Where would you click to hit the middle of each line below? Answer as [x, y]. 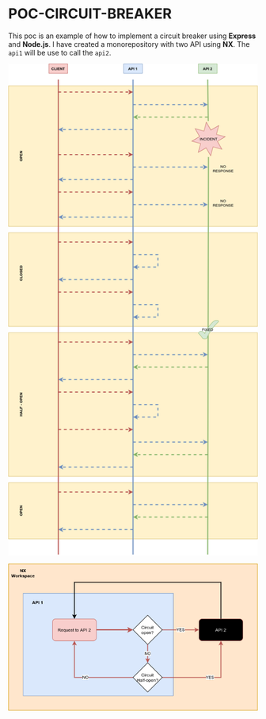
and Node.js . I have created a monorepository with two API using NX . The [129, 44]
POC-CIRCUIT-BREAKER [90, 14]
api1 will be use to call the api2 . [60, 52]
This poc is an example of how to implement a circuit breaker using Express [132, 36]
